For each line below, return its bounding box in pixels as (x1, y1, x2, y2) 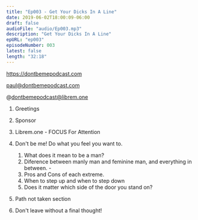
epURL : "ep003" (6, 37, 45, 43)
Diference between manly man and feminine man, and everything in (23, 157, 193, 165)
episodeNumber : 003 (6, 43, 55, 49)
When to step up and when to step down (23, 177, 125, 184)
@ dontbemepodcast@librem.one (6, 93, 88, 100)
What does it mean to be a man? (23, 151, 104, 159)
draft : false (6, 20, 39, 26)
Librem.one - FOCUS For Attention (14, 128, 101, 135)
